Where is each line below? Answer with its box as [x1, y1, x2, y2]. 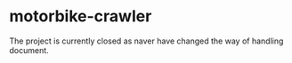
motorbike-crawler [9, 6, 152, 27]
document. [9, 44, 49, 55]
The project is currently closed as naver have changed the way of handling [9, 35, 284, 46]
